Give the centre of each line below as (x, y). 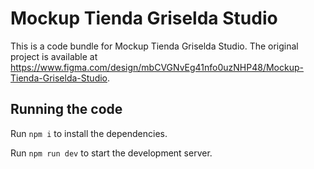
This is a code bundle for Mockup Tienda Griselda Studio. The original (154, 46)
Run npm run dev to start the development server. (111, 153)
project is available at (54, 56)
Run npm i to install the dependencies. (89, 133)
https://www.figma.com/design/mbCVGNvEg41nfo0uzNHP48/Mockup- (157, 67)
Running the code (66, 109)
